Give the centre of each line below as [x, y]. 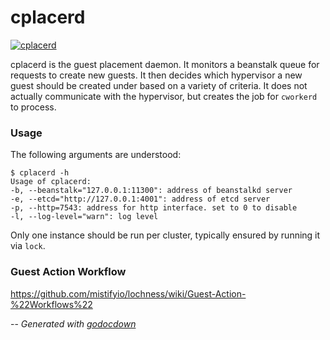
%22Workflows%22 [51, 304]
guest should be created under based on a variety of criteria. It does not [159, 85]
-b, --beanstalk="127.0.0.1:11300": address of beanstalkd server [151, 191]
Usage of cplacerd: [51, 182]
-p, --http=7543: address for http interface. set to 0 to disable [154, 208]
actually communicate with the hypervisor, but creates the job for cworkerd [164, 96]
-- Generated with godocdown [73, 323]
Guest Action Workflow [68, 272]
